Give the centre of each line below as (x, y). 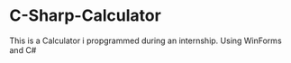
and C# (23, 49)
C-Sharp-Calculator (86, 16)
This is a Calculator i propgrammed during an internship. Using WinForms (145, 40)
